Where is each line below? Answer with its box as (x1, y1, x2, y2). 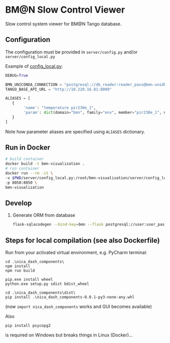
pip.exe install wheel (5, 277, 53, 282)
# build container (5, 156, 44, 162)
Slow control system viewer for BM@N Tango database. (5, 21, 122, 27)
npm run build (5, 268, 35, 273)
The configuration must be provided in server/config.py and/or (5, 49, 138, 55)
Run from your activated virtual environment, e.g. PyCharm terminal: (5, 249, 148, 255)
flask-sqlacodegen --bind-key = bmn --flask (12, 222, 104, 227)
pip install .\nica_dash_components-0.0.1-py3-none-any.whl (5, 295, 135, 300)
